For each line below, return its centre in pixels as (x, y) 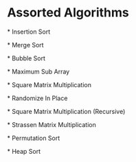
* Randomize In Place (37, 98)
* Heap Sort (24, 151)
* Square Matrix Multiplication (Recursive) (66, 111)
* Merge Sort (25, 45)
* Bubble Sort (26, 58)
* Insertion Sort (29, 32)
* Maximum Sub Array (38, 71)
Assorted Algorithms (68, 13)
